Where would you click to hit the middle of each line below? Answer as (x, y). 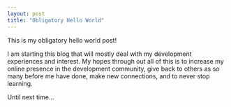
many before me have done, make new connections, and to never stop (109, 76)
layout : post (26, 14)
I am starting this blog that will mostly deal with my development (99, 54)
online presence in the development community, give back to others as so (113, 69)
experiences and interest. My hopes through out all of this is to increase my (116, 61)
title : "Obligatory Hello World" (56, 20)
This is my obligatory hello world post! (62, 40)
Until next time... (31, 97)
